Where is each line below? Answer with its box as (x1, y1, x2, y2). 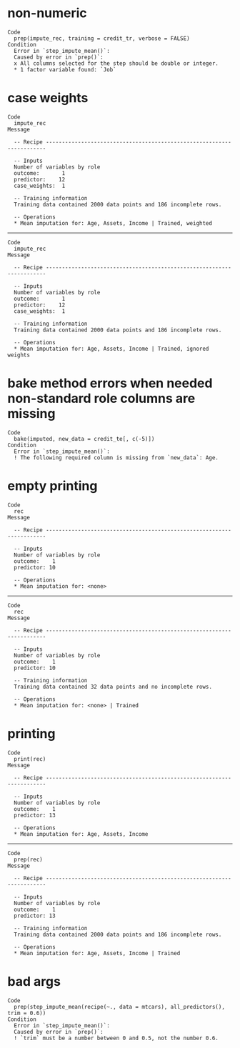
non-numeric (7, 5, 87, 21)
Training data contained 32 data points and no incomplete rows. (14, 683, 213, 690)
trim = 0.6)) (7, 1009, 46, 1017)
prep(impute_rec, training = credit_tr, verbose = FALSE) (14, 34, 191, 42)
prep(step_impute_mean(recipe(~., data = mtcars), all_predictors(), (14, 1003, 225, 1010)
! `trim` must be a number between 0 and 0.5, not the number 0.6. (14, 1034, 219, 1042)
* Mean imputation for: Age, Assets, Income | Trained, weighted (14, 219, 213, 226)
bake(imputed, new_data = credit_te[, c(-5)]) (14, 435, 155, 442)
